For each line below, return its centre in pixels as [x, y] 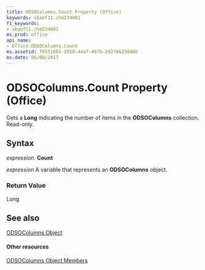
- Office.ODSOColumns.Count [42, 46]
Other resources [28, 247]
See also [23, 218]
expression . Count [30, 158]
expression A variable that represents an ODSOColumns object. [87, 170]
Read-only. [20, 124]
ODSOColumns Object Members [47, 260]
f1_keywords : [23, 23]
